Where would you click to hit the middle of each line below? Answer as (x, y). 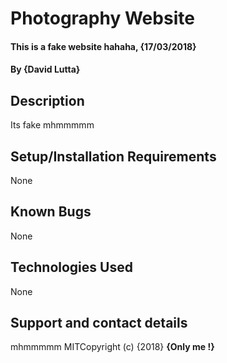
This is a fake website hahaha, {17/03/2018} (103, 46)
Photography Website (102, 18)
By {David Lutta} (45, 69)
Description (47, 100)
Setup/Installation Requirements (113, 156)
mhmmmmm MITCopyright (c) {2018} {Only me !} (112, 347)
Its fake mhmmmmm (52, 125)
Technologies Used (71, 267)
